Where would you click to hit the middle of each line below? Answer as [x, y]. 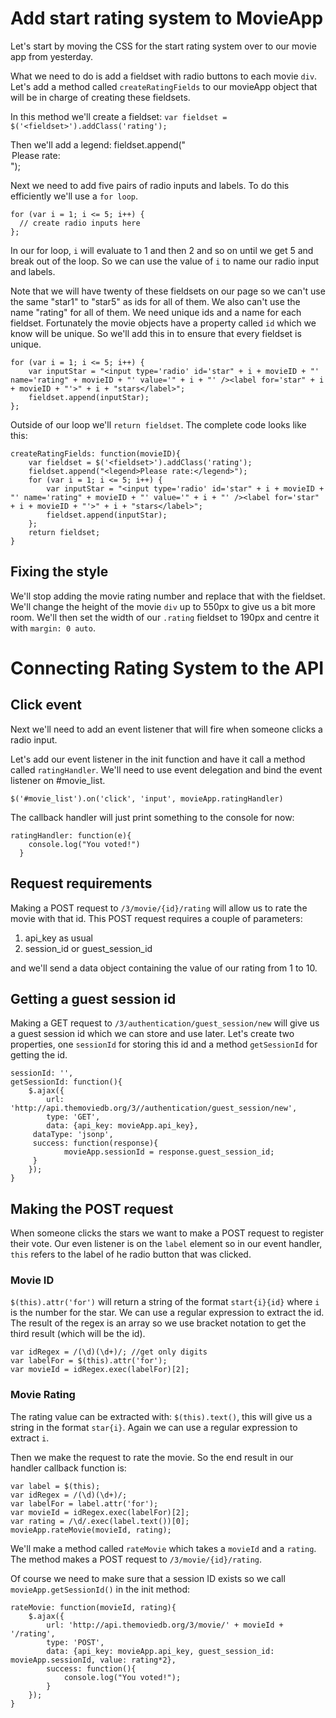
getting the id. [39, 1055]
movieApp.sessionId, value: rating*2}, [93, 1660]
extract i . [30, 1438]
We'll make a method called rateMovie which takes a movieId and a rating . [163, 1548]
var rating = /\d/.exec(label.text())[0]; [100, 1521]
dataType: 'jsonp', [73, 1135]
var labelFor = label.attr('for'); [84, 1503]
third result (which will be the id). [78, 1334]
